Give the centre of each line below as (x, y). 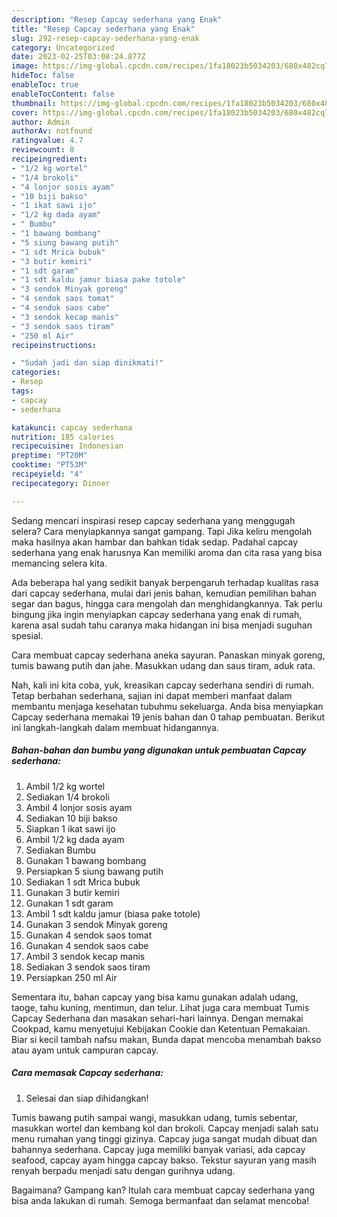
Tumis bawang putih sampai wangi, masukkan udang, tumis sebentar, (155, 1117)
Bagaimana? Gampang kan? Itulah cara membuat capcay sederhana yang (163, 1190)
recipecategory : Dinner (61, 483)
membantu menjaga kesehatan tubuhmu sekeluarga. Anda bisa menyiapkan (167, 706)
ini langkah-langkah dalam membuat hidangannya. (115, 727)
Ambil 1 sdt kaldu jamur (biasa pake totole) (113, 913)
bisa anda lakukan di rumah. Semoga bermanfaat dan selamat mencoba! (160, 1200)
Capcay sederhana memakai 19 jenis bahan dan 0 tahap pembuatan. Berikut (168, 717)
